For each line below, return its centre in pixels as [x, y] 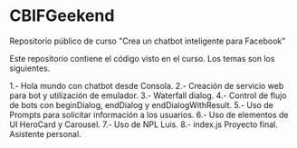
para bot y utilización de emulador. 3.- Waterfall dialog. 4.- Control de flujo [148, 95]
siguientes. [30, 68]
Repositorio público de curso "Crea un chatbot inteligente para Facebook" [148, 41]
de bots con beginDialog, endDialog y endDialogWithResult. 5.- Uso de [141, 104]
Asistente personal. [45, 133]
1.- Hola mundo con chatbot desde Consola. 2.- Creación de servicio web [147, 85]
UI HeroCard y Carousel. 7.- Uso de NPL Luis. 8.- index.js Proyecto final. [144, 124]
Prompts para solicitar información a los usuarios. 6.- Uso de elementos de [149, 114]
